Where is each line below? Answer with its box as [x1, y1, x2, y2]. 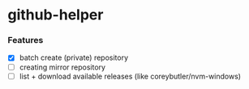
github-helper [7, 6, 104, 24]
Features [7, 35, 44, 46]
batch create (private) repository [19, 53, 129, 62]
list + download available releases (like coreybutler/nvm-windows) [19, 71, 241, 81]
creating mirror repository [19, 62, 106, 72]
